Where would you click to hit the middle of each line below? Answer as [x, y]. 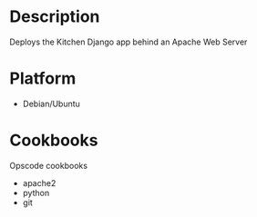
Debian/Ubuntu [51, 104]
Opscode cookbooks [49, 165]
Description [55, 17]
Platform [43, 79]
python [36, 192]
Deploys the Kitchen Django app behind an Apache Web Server [128, 42]
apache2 [39, 182]
